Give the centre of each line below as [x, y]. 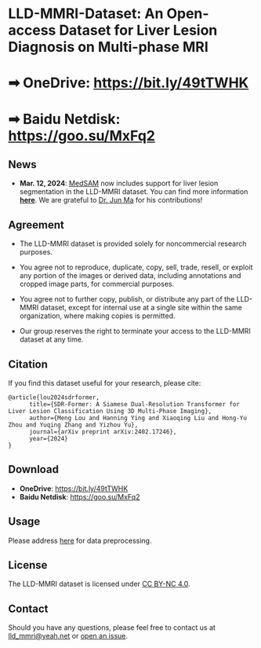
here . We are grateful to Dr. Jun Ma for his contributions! [111, 200]
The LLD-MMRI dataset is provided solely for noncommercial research [133, 243]
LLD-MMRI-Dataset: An [86, 14]
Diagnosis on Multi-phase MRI [109, 47]
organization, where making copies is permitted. [97, 316]
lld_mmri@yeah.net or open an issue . [68, 636]
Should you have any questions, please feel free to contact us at [112, 628]
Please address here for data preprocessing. [80, 540]
